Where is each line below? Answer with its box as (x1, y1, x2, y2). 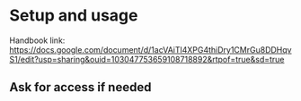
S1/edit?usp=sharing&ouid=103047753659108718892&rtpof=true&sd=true (9, 54, 285, 64)
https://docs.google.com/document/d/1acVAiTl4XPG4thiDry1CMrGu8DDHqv (9, 44, 292, 55)
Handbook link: (9, 35, 66, 46)
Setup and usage (9, 5, 138, 26)
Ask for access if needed (9, 80, 152, 95)
